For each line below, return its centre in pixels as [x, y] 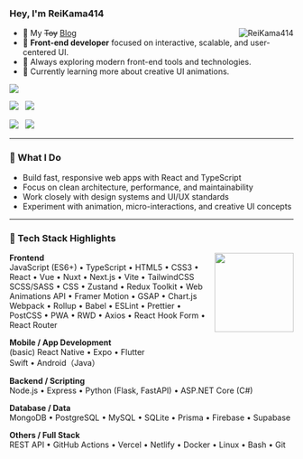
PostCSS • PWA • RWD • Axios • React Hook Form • [107, 315]
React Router [33, 324]
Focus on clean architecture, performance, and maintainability [138, 187]
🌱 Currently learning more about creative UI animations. [126, 71]
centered [39, 52]
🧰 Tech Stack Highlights [63, 238]
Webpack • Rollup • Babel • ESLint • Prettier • [96, 305]
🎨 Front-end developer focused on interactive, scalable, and [135, 42]
